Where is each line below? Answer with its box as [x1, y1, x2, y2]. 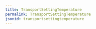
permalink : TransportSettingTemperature [5, 12, 91, 17]
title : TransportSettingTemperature [5, 7, 82, 12]
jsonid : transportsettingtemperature [5, 16, 84, 21]
